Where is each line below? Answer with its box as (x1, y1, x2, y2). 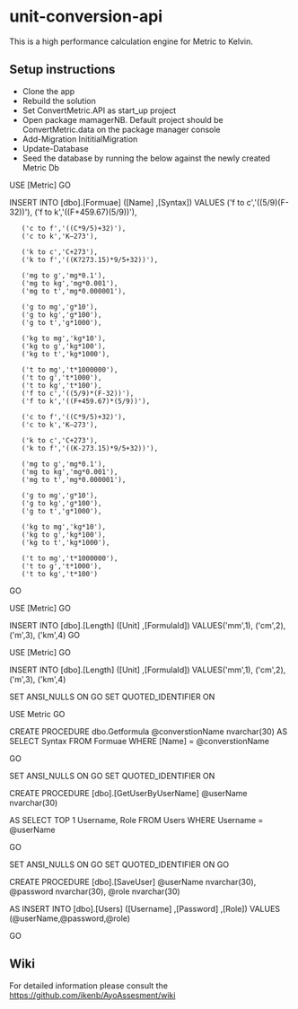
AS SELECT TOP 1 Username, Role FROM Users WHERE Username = (9, 814, 264, 825)
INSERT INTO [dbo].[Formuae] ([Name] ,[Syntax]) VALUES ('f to (9, 197, 245, 207)
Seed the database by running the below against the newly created (22, 153, 271, 163)
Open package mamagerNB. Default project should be (22, 114, 223, 125)
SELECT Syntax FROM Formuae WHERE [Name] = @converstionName (9, 735, 269, 746)
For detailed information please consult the (9, 980, 169, 991)
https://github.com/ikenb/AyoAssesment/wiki (9, 989, 176, 1000)
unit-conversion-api (9, 6, 163, 27)
